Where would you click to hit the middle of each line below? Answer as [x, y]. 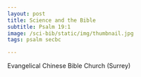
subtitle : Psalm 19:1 [39, 27]
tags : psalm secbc [34, 40]
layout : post [26, 14]
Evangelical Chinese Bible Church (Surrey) [69, 66]
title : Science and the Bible [52, 20]
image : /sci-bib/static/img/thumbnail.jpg [70, 33]
